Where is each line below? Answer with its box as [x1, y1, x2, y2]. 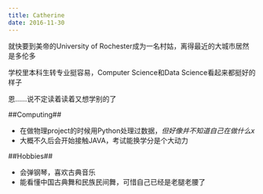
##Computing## [8, 110, 62, 119]
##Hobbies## [8, 151, 53, 160]
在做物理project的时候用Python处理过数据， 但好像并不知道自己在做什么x [19, 126, 255, 135]
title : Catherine [8, 11, 65, 20]
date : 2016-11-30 [8, 19, 65, 27]
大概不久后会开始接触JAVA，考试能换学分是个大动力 [19, 135, 188, 145]
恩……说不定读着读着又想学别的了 [8, 94, 117, 103]
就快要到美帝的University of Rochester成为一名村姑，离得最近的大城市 [8, 41, 236, 51]
